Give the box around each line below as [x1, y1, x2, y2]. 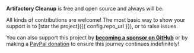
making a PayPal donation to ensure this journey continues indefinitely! [6, 41, 180, 47]
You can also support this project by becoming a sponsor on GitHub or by [6, 34, 188, 41]
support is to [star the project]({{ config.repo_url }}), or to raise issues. [6, 23, 179, 29]
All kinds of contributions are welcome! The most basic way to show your [6, 16, 186, 23]
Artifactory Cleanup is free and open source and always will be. [6, 5, 164, 12]
